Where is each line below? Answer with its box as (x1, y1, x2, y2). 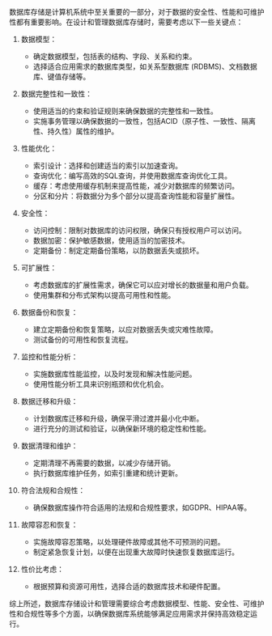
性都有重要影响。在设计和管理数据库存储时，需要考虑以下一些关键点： (9, 17, 244, 27)
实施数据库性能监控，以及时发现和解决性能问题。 (32, 369, 197, 379)
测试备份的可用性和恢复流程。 (32, 335, 133, 344)
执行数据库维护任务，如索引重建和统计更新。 (32, 469, 183, 477)
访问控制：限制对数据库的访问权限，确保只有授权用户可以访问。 (32, 226, 246, 235)
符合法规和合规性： (20, 485, 86, 495)
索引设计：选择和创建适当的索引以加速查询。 (32, 161, 183, 170)
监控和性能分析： (20, 352, 79, 362)
